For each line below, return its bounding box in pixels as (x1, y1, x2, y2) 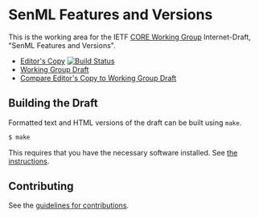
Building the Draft (8, 96, 98, 110)
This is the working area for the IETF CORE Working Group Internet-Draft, (8, 32, 252, 42)
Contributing (8, 180, 74, 193)
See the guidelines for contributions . (8, 200, 129, 210)
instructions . (8, 156, 50, 166)
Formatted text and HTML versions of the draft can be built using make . (8, 118, 242, 127)
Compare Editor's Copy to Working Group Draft (19, 73, 177, 83)
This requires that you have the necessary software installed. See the (8, 147, 238, 157)
